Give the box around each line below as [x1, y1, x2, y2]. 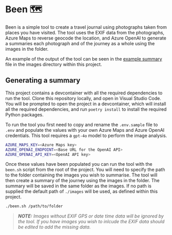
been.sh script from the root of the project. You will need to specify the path [5, 167, 165, 173]
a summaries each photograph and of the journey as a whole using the [5, 40, 155, 46]
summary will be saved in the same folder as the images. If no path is [5, 183, 151, 189]
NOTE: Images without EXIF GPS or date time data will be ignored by [17, 213, 164, 219]
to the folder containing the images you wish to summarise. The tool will [5, 172, 158, 178]
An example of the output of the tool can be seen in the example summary [5, 55, 163, 62]
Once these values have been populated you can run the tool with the [5, 161, 152, 167]
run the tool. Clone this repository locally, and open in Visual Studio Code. [5, 95, 162, 101]
